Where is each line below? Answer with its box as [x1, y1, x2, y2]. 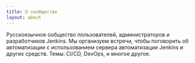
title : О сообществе [6, 8, 58, 15]
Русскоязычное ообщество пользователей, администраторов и [6, 31, 170, 38]
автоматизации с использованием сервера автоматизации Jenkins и [6, 43, 184, 51]
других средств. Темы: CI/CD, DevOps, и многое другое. [6, 50, 151, 57]
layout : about [6, 14, 42, 20]
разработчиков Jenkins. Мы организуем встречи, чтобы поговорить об [6, 37, 189, 44]
